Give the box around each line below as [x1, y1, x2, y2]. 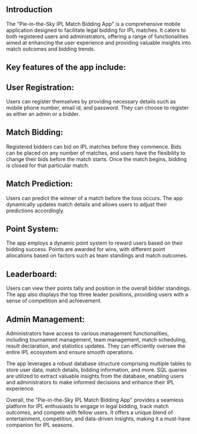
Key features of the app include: [6, 62, 126, 72]
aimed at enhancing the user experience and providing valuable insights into [6, 39, 191, 46]
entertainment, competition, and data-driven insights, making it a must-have [6, 415, 191, 422]
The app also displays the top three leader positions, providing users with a [6, 291, 188, 298]
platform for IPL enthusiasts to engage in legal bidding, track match [6, 403, 169, 410]
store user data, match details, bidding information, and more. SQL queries [6, 366, 187, 373]
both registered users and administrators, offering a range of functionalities [6, 32, 189, 40]
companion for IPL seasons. [6, 422, 74, 429]
